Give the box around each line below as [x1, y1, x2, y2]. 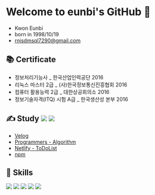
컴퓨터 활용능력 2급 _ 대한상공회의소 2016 [14, 88, 110, 95]
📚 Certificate [6, 55, 57, 65]
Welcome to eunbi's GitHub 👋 [6, 5, 151, 19]
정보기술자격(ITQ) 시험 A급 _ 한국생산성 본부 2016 [14, 96, 128, 103]
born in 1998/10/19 [14, 30, 59, 37]
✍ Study [6, 114, 40, 124]
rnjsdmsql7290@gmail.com [14, 37, 81, 44]
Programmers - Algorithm [14, 138, 76, 145]
